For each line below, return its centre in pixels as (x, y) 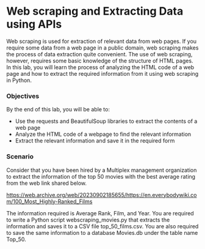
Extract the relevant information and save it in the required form (95, 141)
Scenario (20, 157)
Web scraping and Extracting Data (95, 11)
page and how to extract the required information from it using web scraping (103, 73)
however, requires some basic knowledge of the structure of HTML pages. (100, 61)
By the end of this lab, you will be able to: (58, 110)
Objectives (23, 96)
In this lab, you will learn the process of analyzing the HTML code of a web (100, 67)
